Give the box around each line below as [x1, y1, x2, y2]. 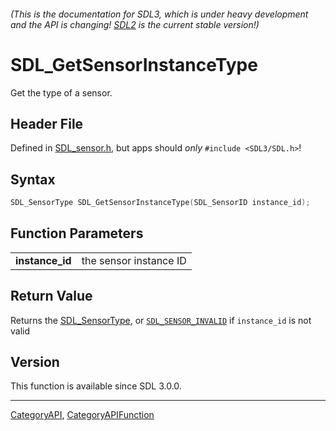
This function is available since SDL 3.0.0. [10, 380, 182, 392]
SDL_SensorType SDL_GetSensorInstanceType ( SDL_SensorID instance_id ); [10, 198, 311, 208]
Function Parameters [10, 225, 144, 242]
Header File [10, 115, 84, 132]
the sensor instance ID [81, 253, 187, 267]
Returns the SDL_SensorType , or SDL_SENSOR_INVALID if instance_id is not [10, 314, 312, 326]
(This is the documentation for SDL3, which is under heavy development [10, 8, 309, 20]
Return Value [10, 288, 93, 305]
